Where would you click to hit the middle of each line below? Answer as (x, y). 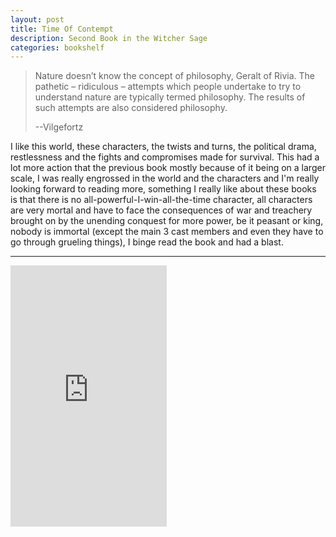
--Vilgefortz (59, 127)
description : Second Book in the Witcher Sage (109, 38)
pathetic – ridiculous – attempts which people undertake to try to (168, 87)
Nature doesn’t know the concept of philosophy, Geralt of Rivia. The (174, 76)
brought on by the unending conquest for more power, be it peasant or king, (167, 221)
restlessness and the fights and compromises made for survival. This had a (165, 157)
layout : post (37, 19)
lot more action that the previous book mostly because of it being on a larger (168, 168)
